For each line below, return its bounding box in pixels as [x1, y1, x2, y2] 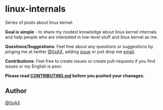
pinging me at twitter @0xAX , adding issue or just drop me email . [5, 49, 135, 55]
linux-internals [5, 3, 66, 15]
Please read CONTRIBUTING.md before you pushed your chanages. [5, 73, 145, 78]
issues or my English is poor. [5, 63, 62, 69]
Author [5, 87, 27, 95]
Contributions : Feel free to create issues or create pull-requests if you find [5, 58, 156, 64]
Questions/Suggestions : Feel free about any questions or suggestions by [5, 43, 153, 49]
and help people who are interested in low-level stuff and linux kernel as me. [5, 34, 158, 40]
